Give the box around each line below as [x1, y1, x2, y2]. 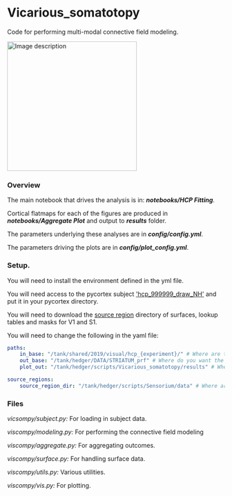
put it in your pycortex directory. [7, 297, 99, 305]
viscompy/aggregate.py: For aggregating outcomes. [7, 442, 155, 450]
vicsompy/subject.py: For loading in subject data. [7, 415, 147, 423]
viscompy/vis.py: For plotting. [7, 482, 91, 490]
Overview [7, 180, 41, 190]
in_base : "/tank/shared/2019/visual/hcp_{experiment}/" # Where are [19, 350, 221, 358]
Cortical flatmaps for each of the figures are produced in [7, 209, 168, 218]
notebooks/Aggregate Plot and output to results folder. [7, 217, 167, 225]
